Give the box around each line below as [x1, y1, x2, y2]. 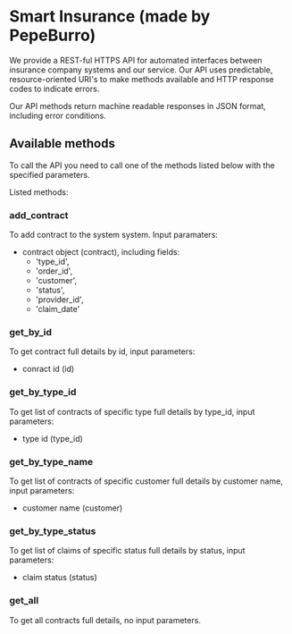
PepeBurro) [9, 25, 96, 46]
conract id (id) [21, 364, 75, 375]
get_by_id [9, 325, 52, 338]
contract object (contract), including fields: [21, 247, 180, 258]
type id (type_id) [21, 433, 83, 444]
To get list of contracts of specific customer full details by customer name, [9, 476, 283, 486]
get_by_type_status [9, 525, 96, 537]
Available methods [9, 136, 116, 151]
